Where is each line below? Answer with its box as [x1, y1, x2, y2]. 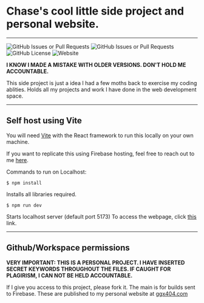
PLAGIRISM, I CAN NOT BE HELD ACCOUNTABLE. [6, 271, 133, 279]
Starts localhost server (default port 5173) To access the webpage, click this [6, 213, 197, 220]
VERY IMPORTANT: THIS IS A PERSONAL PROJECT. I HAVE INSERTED [6, 259, 185, 266]
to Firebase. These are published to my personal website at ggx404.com [6, 290, 188, 297]
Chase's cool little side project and [6, 4, 184, 18]
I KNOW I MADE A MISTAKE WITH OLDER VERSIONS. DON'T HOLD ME [6, 61, 186, 68]
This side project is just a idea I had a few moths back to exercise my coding [6, 79, 197, 86]
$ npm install [6, 180, 42, 186]
